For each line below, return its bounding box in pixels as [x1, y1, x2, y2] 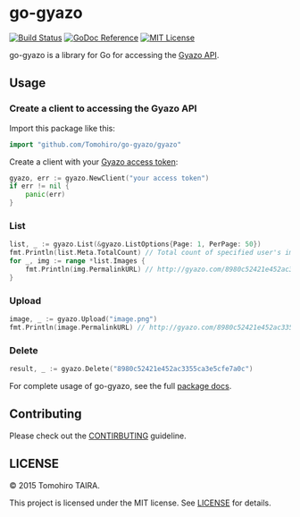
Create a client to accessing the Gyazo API [9, 102, 197, 114]
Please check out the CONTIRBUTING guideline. [9, 430, 187, 441]
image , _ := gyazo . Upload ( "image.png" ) [9, 314, 158, 324]
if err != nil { [9, 182, 70, 191]
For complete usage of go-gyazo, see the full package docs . [9, 380, 232, 391]
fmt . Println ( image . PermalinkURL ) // [9, 323, 146, 332]
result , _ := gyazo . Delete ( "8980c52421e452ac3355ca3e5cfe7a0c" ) [9, 365, 254, 374]
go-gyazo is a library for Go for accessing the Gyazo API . [9, 49, 220, 60]
